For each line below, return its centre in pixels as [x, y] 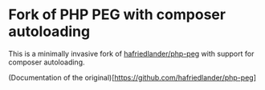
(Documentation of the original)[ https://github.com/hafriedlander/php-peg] [132, 77]
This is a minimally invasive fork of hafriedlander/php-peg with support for [131, 53]
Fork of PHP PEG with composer [117, 15]
